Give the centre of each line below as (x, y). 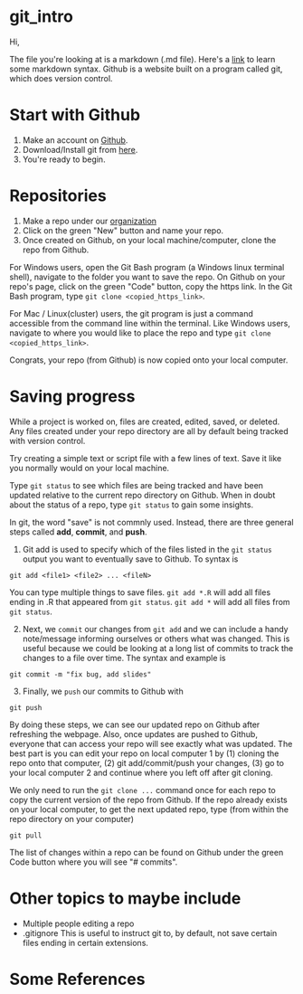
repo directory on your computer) (71, 819)
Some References (77, 979)
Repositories (58, 196)
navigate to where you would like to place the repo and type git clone (140, 333)
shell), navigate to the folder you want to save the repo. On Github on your (147, 277)
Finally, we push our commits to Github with (103, 691)
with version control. (47, 440)
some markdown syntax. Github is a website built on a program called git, (146, 69)
